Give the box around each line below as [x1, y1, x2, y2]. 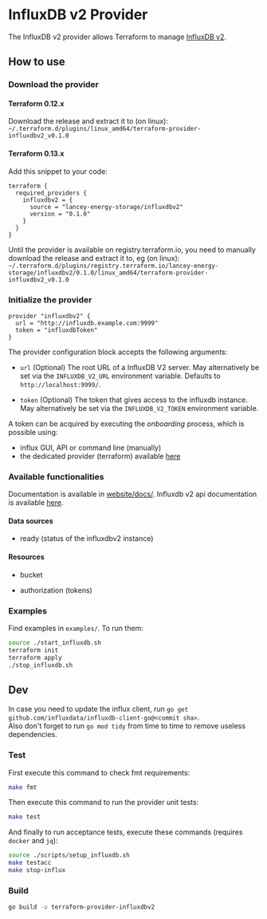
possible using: [8, 427, 58, 436]
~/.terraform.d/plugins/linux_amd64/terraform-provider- [8, 125, 202, 133]
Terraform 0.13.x [8, 149, 65, 159]
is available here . [8, 498, 64, 507]
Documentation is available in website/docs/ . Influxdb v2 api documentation [8, 489, 257, 499]
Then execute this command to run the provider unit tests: [8, 798, 199, 807]
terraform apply [8, 653, 62, 661]
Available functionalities [8, 471, 104, 482]
